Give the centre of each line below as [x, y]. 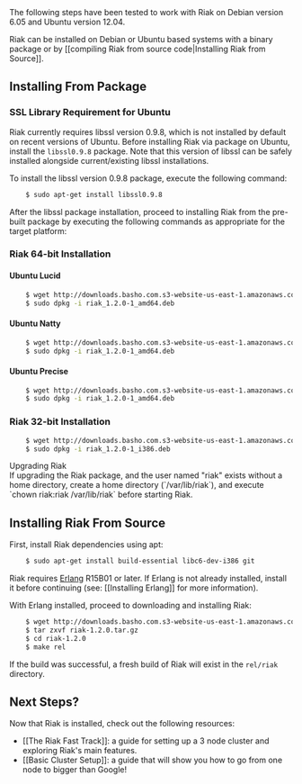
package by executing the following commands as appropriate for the [156, 221]
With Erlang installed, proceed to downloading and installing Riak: [130, 606]
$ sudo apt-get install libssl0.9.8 [94, 194]
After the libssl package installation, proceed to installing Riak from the [140, 212]
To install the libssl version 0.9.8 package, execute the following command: [148, 178]
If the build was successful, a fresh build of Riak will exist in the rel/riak [144, 664]
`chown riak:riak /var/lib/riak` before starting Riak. [101, 495]
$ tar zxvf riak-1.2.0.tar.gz [82, 630]
